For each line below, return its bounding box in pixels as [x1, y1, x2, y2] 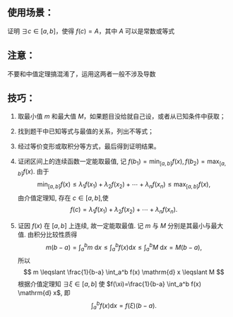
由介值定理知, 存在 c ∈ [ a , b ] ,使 [17, 193, 109, 202]
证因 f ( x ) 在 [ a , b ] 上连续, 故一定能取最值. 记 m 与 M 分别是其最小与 [17, 221, 212, 229]
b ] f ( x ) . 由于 [17, 167, 49, 178]
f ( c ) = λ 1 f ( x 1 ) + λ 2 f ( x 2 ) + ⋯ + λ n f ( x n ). [70, 205, 178, 215]
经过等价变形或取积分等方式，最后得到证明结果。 [17, 142, 160, 150]
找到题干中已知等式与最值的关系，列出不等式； [17, 127, 154, 136]
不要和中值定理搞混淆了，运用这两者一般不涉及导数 [7, 69, 156, 78]
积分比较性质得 [33, 230, 78, 239]
